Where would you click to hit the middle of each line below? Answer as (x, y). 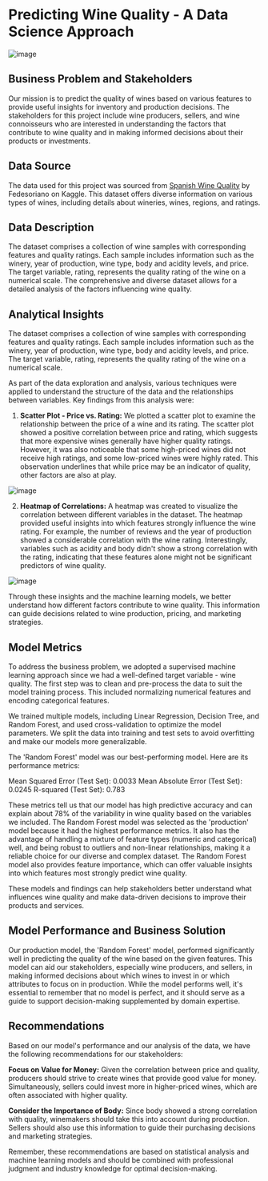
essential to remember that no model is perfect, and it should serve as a (127, 992)
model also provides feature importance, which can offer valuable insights (130, 865)
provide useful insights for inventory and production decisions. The (119, 106)
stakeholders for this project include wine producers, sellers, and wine (124, 115)
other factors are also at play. (68, 475)
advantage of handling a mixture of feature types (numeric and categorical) (133, 839)
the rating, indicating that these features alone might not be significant (136, 557)
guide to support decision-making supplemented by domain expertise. (124, 1001)
